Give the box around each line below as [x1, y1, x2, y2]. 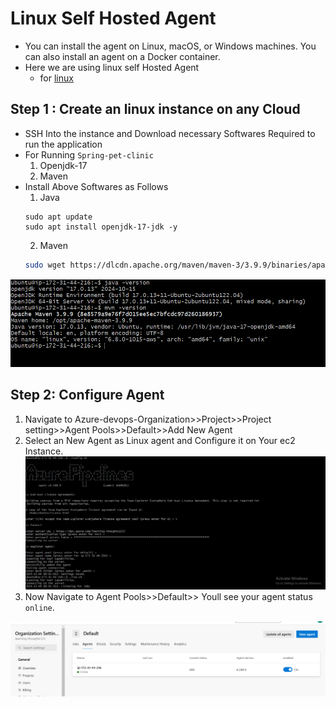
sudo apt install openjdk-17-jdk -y [24, 222, 178, 232]
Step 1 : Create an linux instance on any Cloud [10, 101, 301, 118]
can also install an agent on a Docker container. [24, 50, 221, 62]
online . [24, 602, 55, 614]
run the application [24, 138, 103, 150]
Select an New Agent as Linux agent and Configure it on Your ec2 [24, 434, 296, 446]
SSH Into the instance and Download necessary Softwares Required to [24, 127, 316, 139]
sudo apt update [24, 212, 93, 222]
